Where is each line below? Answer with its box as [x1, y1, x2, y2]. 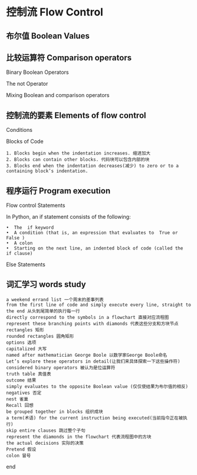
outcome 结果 [6, 377, 37, 383]
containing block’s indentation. [6, 168, 88, 175]
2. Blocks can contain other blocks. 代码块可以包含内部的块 [6, 157, 150, 163]
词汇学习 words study [6, 279, 87, 290]
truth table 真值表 [6, 371, 51, 377]
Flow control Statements [6, 202, 65, 209]
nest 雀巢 [6, 396, 28, 402]
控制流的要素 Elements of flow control [6, 110, 146, 120]
